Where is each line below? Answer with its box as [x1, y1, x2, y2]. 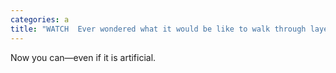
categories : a [10, 14, 70, 25]
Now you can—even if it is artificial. [10, 51, 157, 63]
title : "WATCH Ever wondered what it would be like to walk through [10, 24, 307, 34]
